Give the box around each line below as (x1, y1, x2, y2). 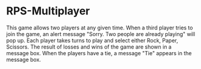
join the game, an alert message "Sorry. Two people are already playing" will (6, 30, 196, 37)
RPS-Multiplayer (6, 4, 90, 18)
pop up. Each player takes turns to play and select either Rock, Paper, (6, 37, 178, 44)
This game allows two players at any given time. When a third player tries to (6, 24, 193, 31)
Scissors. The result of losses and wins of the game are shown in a (6, 43, 172, 50)
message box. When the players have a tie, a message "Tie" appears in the (6, 49, 192, 56)
